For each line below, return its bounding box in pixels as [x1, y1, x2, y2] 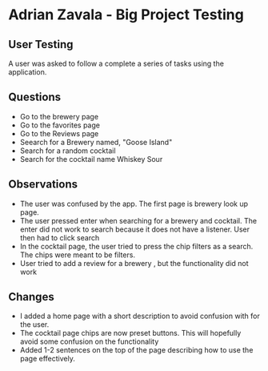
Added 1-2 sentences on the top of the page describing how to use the [19, 345, 254, 355]
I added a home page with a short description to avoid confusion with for [19, 311, 260, 321]
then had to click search [19, 232, 100, 242]
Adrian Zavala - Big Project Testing [8, 6, 244, 24]
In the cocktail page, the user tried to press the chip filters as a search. [19, 241, 254, 251]
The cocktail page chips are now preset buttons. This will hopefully [19, 329, 242, 338]
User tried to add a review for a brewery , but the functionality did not [19, 258, 250, 268]
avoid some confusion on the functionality [19, 337, 159, 346]
